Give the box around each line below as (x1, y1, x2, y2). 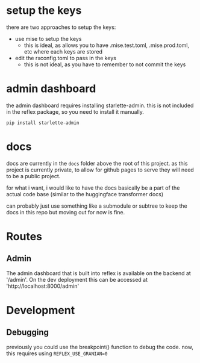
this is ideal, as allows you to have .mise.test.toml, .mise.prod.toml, (23, 42, 190, 49)
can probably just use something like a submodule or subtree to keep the (6, 202, 188, 209)
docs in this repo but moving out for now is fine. (6, 208, 125, 216)
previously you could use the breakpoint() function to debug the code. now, (6, 343, 194, 350)
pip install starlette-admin (6, 120, 80, 126)
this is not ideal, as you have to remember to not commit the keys (23, 61, 186, 68)
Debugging (6, 327, 49, 338)
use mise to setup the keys (14, 35, 82, 42)
